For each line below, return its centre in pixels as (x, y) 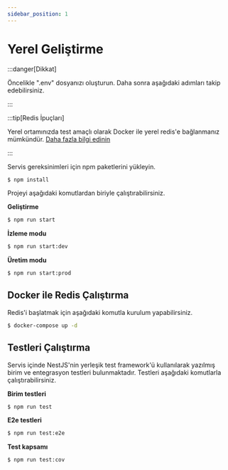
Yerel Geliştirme (55, 49)
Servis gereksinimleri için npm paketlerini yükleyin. (82, 166)
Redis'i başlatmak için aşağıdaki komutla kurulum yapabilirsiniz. (100, 312)
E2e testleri (25, 420)
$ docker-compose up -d (43, 325)
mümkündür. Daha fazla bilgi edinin (59, 139)
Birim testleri (27, 394)
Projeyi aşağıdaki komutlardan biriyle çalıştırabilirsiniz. (86, 193)
